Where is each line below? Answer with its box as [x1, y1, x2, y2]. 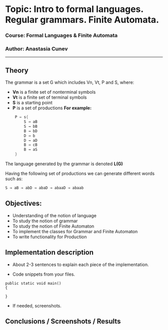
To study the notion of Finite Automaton [12, 223, 94, 229]
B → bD [23, 128, 37, 133]
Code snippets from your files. [12, 271, 75, 277]
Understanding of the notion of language [12, 212, 96, 218]
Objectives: [5, 199, 42, 208]
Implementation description [5, 248, 94, 257]
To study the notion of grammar [12, 218, 78, 224]
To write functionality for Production [12, 234, 87, 240]
